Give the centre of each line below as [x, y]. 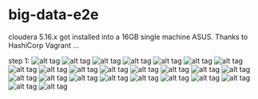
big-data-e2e [54, 15]
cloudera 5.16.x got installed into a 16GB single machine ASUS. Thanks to [128, 37]
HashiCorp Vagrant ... [44, 45]
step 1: [19, 61]
